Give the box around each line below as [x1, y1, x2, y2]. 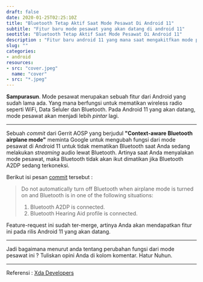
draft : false [6, 8, 39, 15]
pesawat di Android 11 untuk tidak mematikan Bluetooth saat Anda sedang [6, 143, 190, 150]
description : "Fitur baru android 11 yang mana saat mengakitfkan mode [6, 37, 193, 43]
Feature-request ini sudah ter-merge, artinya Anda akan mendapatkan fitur [6, 221, 192, 229]
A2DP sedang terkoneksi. [6, 162, 69, 169]
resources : [6, 59, 34, 65]
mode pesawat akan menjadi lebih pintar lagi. [6, 113, 120, 120]
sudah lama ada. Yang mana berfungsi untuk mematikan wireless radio [6, 99, 182, 107]
